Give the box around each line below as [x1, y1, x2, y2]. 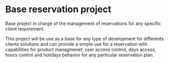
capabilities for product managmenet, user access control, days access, [5, 46, 156, 52]
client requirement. [5, 25, 45, 31]
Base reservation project [5, 4, 112, 15]
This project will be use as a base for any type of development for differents [5, 36, 164, 42]
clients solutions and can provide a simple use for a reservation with [5, 41, 148, 47]
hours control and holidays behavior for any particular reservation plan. [5, 52, 154, 58]
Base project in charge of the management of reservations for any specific [5, 20, 161, 26]
